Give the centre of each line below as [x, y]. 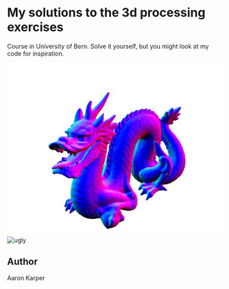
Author [22, 262]
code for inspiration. [36, 54]
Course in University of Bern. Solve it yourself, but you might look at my [108, 46]
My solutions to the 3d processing [106, 13]
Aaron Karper [26, 278]
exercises [35, 27]
